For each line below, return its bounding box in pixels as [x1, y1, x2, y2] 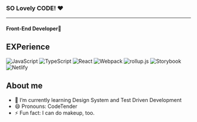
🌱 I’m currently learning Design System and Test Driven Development [14, 96, 182, 103]
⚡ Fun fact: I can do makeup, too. [14, 109, 95, 116]
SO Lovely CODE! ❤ [6, 4, 64, 12]
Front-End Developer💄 [6, 25, 62, 32]
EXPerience [6, 42, 50, 52]
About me [6, 81, 43, 91]
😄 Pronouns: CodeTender [14, 103, 77, 110]
